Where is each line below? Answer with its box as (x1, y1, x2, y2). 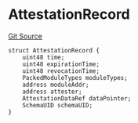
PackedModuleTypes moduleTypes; (22, 74, 128, 81)
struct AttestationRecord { (8, 46, 100, 54)
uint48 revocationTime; (22, 67, 100, 75)
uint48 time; (22, 53, 65, 61)
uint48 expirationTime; (22, 60, 100, 68)
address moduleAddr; (22, 81, 89, 89)
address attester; (22, 88, 82, 96)
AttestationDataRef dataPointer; (22, 94, 132, 103)
